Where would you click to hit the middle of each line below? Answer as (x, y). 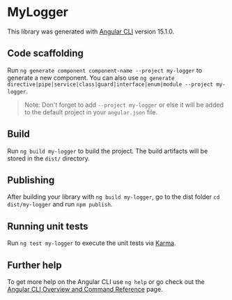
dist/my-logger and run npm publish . (60, 204)
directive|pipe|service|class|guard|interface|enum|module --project (110, 84)
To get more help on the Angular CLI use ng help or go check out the (106, 282)
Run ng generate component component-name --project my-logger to (105, 70)
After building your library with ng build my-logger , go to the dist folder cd (114, 197)
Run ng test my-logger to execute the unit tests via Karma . (92, 243)
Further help (35, 265)
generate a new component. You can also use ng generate (91, 77)
